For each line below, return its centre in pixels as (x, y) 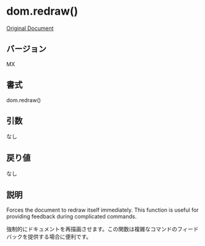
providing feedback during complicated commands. (72, 216)
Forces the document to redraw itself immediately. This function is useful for (102, 210)
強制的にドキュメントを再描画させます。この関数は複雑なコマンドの (92, 229)
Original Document (30, 28)
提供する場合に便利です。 (59, 237)
